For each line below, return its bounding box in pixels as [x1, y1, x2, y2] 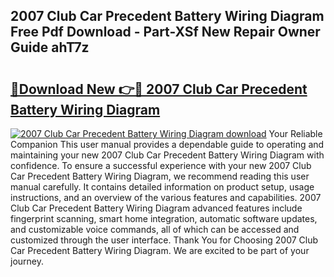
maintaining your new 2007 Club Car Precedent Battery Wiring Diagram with [10, 149, 325, 161]
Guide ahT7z [10, 39, 90, 56]
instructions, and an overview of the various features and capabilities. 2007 [10, 192, 322, 203]
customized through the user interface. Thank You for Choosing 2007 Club [10, 234, 319, 246]
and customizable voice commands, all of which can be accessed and [10, 224, 300, 235]
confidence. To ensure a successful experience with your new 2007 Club [10, 160, 312, 171]
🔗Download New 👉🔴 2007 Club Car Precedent [10, 80, 308, 98]
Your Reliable [268, 128, 323, 139]
